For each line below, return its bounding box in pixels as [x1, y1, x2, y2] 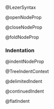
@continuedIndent [5, 88, 44, 94]
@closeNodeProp [5, 24, 42, 30]
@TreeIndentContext [5, 69, 49, 75]
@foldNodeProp [5, 34, 39, 40]
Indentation [5, 47, 35, 54]
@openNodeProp [5, 14, 42, 20]
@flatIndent [5, 98, 30, 104]
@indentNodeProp [5, 58, 44, 64]
